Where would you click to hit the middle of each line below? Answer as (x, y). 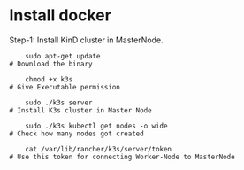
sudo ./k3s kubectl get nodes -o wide (96, 126)
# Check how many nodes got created (76, 134)
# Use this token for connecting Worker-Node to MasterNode (122, 157)
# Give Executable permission (65, 87)
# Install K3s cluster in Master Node (80, 110)
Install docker (61, 15)
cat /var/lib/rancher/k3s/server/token (99, 149)
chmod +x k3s (49, 79)
